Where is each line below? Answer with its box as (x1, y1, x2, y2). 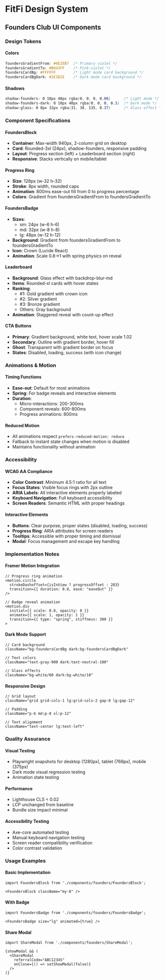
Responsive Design (5, 683, 46, 689)
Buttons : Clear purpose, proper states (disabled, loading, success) (12, 522, 148, 528)
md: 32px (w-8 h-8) (19, 227, 60, 233)
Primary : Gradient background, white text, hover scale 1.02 (12, 334, 132, 339)
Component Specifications (5, 117, 71, 124)
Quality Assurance (5, 736, 51, 743)
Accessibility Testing (5, 818, 49, 824)
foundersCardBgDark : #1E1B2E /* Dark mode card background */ (5, 75, 141, 80)
